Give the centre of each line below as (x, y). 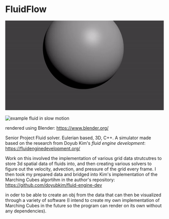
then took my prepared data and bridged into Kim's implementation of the (81, 174)
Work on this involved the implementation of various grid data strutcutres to (83, 158)
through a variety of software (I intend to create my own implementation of (82, 200)
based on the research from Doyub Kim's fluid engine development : (75, 143)
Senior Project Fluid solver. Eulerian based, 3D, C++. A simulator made (78, 138)
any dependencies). (26, 211)
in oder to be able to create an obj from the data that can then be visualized (83, 195)
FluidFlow (26, 9)
